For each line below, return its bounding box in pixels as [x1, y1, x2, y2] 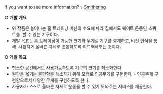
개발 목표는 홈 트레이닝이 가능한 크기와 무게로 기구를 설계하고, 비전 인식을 [11, 38, 153, 44]
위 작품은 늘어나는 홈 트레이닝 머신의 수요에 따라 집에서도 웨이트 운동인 [11, 25, 147, 31]
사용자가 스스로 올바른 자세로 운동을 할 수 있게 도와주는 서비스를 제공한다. [11, 84, 153, 89]
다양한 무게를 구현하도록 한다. [33, 77, 90, 83]
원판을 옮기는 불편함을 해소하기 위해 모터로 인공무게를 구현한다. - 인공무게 [11, 71, 153, 77]
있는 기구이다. [33, 32, 60, 37]
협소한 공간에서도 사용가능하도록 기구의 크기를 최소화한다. [11, 65, 123, 71]
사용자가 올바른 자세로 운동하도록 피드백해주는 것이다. [18, 44, 121, 49]
